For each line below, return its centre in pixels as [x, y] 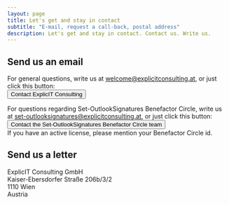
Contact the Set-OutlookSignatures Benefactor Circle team [86, 124]
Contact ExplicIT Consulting [47, 94]
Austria [18, 194]
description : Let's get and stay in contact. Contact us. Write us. [109, 33]
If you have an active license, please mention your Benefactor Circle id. [110, 133]
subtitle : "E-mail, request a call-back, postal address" [93, 27]
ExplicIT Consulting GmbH [45, 172]
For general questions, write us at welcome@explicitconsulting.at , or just [112, 79]
